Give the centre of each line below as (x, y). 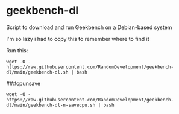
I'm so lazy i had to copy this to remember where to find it (78, 39)
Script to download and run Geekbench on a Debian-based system (89, 27)
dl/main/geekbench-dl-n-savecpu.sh (51, 105)
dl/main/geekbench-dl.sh (37, 72)
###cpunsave (24, 83)
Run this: (17, 50)
